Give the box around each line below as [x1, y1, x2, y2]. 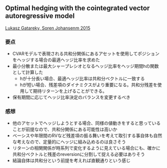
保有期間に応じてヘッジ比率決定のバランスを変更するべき [12, 94, 131, 100]
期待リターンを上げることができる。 [33, 88, 107, 94]
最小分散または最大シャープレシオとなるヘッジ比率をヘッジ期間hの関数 [12, 63, 159, 69]
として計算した [12, 69, 43, 75]
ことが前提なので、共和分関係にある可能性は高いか [12, 127, 118, 133]
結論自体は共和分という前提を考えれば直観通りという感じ [12, 158, 131, 164]
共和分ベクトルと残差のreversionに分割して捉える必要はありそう [12, 152, 146, 158]
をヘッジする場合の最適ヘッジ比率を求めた [12, 57, 100, 63]
